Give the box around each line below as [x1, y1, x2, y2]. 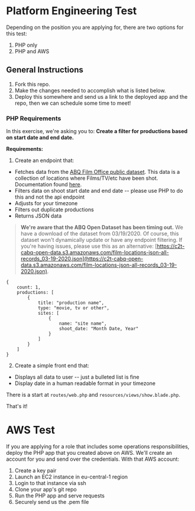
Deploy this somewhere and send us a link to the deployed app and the [14, 93, 188, 100]
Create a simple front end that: [14, 362, 90, 369]
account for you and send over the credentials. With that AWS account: [6, 455, 179, 463]
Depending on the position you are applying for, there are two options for [6, 24, 184, 31]
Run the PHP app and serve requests [14, 492, 105, 499]
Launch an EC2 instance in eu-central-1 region [14, 473, 128, 480]
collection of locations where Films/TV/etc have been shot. [14, 174, 158, 182]
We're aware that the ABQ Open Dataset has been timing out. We [20, 224, 183, 231]
